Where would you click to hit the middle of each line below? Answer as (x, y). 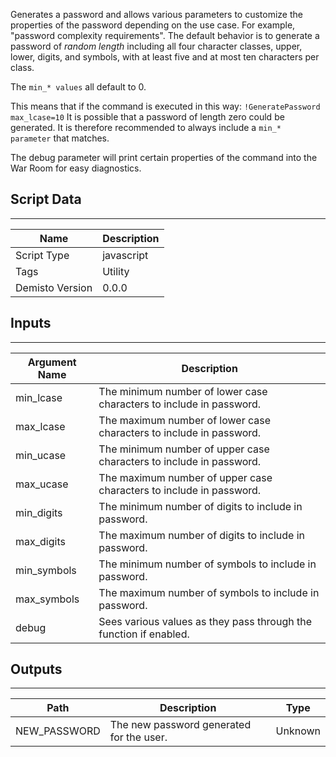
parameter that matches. (60, 138)
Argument (52, 362)
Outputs (36, 669)
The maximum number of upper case (185, 477)
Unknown (298, 731)
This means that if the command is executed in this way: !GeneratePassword (165, 106)
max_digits (40, 541)
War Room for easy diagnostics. (76, 168)
